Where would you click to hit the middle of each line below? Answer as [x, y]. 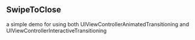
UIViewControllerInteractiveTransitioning [56, 30]
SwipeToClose [34, 10]
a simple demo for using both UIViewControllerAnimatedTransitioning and [97, 24]
